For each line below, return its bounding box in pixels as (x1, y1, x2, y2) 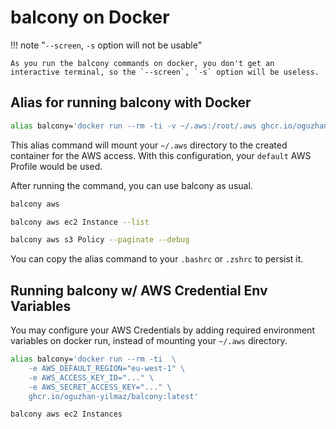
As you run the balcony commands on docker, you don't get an (10, 58, 275, 68)
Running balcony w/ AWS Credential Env (10, 282, 268, 299)
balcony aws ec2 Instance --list (10, 217, 150, 227)
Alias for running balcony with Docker (10, 94, 252, 111)
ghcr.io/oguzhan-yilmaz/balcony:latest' (28, 391, 199, 401)
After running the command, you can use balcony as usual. (10, 179, 253, 191)
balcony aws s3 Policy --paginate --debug (10, 235, 190, 245)
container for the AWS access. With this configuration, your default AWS (10, 149, 312, 161)
